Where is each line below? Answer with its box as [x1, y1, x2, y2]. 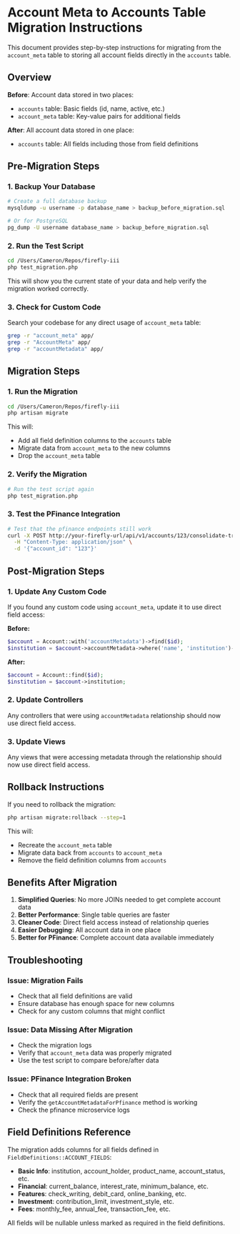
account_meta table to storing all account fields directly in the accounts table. [7, 51, 231, 59]
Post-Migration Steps [7, 565, 105, 577]
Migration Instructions [7, 19, 143, 36]
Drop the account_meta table [17, 452, 101, 460]
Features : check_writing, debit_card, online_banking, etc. [17, 1189, 187, 1198]
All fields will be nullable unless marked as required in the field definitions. [7, 1218, 225, 1227]
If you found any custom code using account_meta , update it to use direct [7, 602, 221, 611]
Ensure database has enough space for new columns [17, 1000, 175, 1008]
